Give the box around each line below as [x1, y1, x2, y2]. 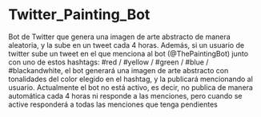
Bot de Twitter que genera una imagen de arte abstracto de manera [8, 32, 231, 41]
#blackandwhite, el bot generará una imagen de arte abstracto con [8, 65, 229, 75]
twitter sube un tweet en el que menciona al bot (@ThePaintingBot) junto [8, 49, 249, 58]
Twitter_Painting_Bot [8, 6, 151, 24]
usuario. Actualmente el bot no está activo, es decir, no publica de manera [8, 82, 254, 92]
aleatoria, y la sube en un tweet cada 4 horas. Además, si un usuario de [8, 40, 245, 49]
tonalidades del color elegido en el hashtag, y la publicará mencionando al [8, 74, 254, 84]
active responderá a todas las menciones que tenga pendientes [8, 99, 218, 109]
